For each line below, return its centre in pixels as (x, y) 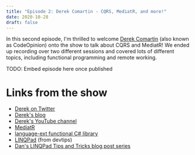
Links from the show (57, 93)
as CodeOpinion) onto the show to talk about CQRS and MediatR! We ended (98, 45)
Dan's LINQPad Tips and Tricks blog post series (73, 146)
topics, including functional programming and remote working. (82, 58)
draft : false (22, 22)
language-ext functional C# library (56, 134)
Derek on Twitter (35, 109)
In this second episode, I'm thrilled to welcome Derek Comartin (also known (97, 39)
